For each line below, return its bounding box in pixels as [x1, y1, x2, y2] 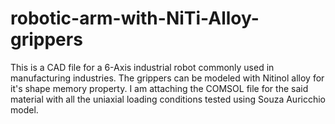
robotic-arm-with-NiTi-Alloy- [10, 7, 260, 30]
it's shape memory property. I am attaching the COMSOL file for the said [10, 82, 309, 94]
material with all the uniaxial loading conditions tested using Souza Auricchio [10, 93, 326, 105]
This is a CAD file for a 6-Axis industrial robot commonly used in [10, 61, 275, 73]
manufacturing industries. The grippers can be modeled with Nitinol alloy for [10, 72, 325, 84]
